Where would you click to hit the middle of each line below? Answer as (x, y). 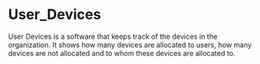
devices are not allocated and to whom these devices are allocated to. (122, 53)
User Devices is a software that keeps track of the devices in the (113, 36)
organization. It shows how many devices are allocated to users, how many (130, 44)
